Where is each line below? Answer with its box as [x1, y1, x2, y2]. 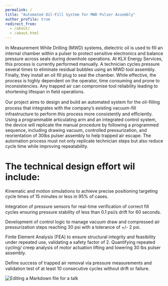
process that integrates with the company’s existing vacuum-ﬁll [5, 105, 136, 111]
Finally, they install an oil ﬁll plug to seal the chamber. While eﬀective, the [5, 72, 156, 78]
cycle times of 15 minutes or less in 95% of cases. [5, 193, 109, 199]
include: [5, 172, 40, 183]
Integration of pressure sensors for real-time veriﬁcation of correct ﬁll [5, 203, 149, 209]
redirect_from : [5, 21, 37, 27]
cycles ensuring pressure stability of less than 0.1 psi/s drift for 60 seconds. [5, 209, 161, 215]
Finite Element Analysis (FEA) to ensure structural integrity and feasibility [5, 234, 156, 240]
